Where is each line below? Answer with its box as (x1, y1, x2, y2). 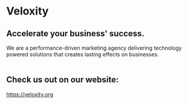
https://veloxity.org (6, 91, 53, 98)
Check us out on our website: (6, 74, 119, 85)
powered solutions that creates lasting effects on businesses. (6, 51, 159, 58)
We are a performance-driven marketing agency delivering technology (6, 44, 183, 51)
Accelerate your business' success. (6, 28, 145, 39)
